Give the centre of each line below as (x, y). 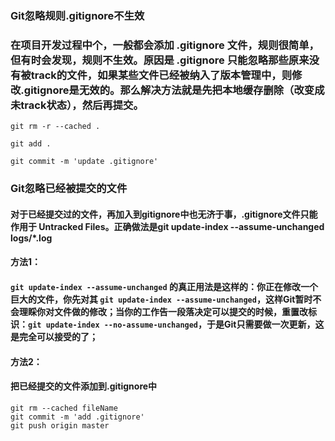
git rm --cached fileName (64, 408)
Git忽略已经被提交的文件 (69, 189)
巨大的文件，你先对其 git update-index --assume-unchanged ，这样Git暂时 (161, 299)
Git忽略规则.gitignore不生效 (77, 15)
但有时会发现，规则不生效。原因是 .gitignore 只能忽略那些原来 (160, 60)
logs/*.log (31, 238)
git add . (31, 144)
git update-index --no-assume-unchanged (113, 325)
